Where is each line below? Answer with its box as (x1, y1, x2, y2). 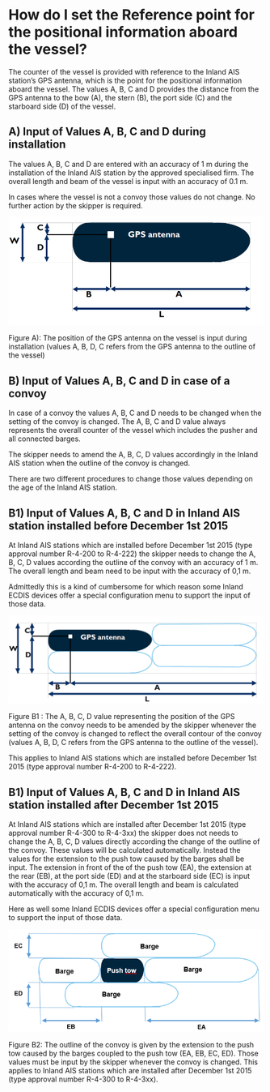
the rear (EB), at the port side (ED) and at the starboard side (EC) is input (8, 871, 251, 881)
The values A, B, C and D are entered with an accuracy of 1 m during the (8, 159, 249, 169)
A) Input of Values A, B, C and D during (8, 125, 206, 139)
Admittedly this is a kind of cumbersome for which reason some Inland (8, 581, 244, 591)
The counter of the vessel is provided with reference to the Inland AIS (8, 66, 240, 76)
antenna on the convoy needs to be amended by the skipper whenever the (8, 720, 257, 730)
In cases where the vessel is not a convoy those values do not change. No (8, 192, 256, 202)
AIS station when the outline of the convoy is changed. (8, 458, 191, 468)
